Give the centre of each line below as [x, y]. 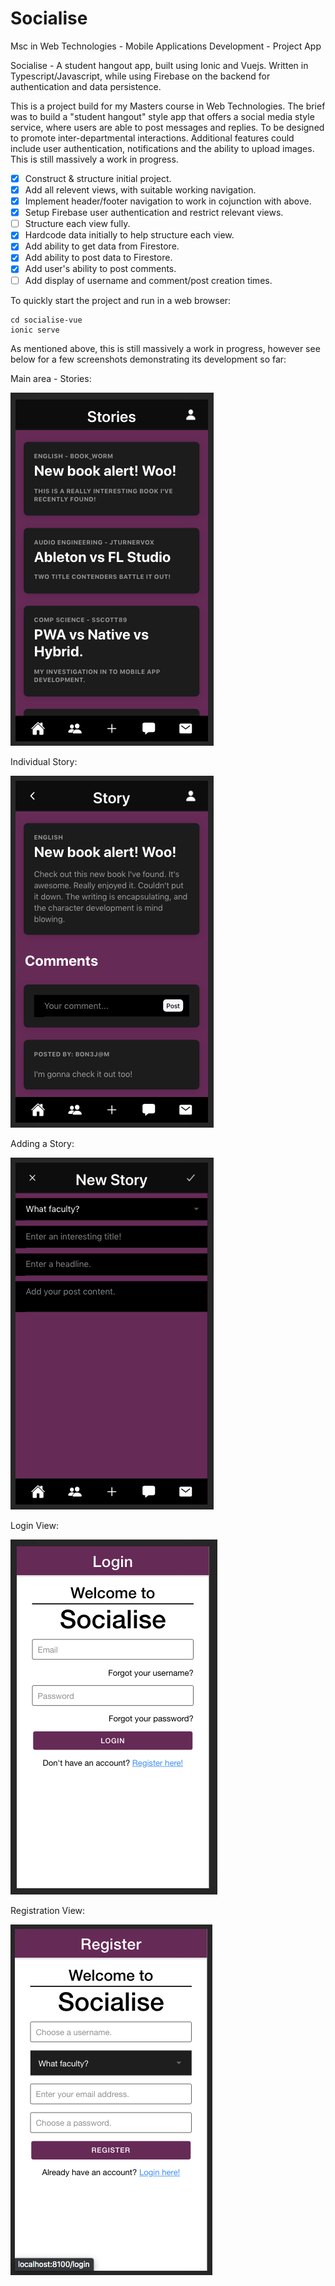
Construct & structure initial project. [98, 178]
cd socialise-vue [46, 320]
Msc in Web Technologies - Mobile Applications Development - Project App [166, 46]
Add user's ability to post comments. [100, 269]
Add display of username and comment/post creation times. [148, 280]
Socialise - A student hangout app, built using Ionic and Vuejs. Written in [159, 65]
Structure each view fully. [77, 224]
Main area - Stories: [51, 378]
